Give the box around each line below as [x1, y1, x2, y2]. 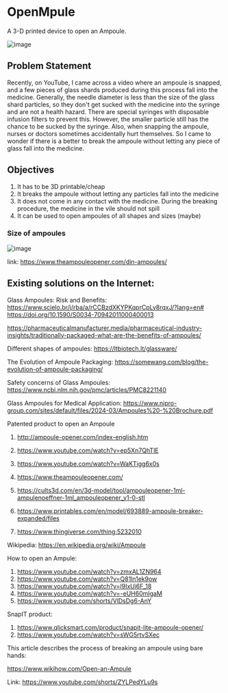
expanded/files [16, 514, 60, 522]
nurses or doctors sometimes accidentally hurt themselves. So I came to [7, 129, 212, 137]
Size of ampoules [7, 228, 66, 238]
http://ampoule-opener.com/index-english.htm [16, 432, 149, 441]
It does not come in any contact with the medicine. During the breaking [16, 197, 218, 205]
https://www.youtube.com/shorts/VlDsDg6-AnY [16, 596, 152, 605]
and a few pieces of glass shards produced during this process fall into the [7, 85, 218, 93]
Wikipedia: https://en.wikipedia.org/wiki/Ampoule [7, 540, 146, 549]
